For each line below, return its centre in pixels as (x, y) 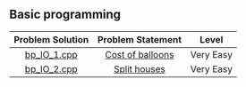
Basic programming (65, 15)
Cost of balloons (140, 54)
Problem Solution (51, 39)
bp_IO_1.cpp (51, 54)
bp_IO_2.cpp (51, 68)
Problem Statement (139, 39)
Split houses (139, 68)
